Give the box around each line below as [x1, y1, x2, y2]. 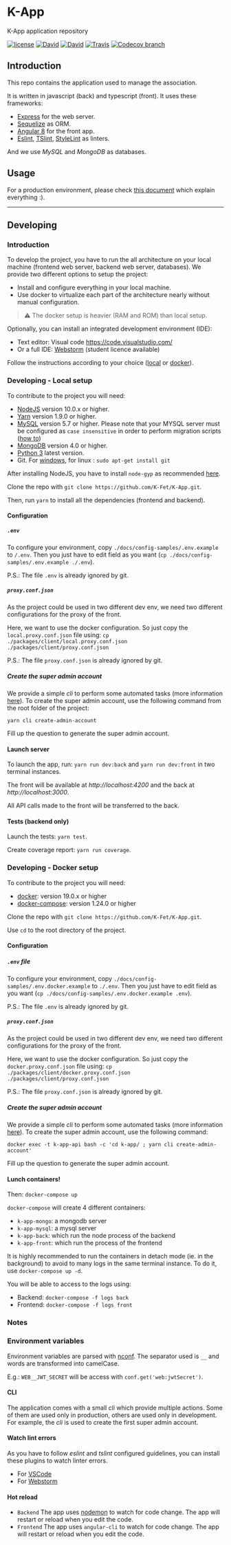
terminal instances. [7, 768, 61, 776]
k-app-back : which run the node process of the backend [16, 1232, 176, 1240]
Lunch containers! [7, 1175, 60, 1183]
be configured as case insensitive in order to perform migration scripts [16, 427, 221, 435]
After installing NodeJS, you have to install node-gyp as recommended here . [7, 469, 221, 478]
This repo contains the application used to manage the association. [7, 78, 197, 87]
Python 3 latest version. [16, 448, 85, 457]
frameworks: [7, 99, 43, 107]
